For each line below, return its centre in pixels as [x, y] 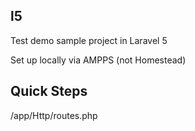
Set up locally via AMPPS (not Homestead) [98, 60]
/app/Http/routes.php [54, 115]
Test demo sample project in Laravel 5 [89, 40]
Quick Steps [49, 91]
